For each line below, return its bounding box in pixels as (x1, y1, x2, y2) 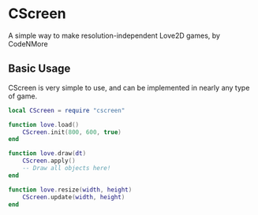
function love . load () (8, 120, 80, 128)
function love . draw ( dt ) (8, 150, 87, 158)
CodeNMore (8, 39, 49, 48)
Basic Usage (8, 62, 71, 76)
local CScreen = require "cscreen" (8, 106, 125, 114)
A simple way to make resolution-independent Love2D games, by (8, 31, 221, 40)
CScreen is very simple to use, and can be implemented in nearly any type (8, 83, 250, 92)
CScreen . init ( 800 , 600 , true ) (22, 128, 122, 136)
